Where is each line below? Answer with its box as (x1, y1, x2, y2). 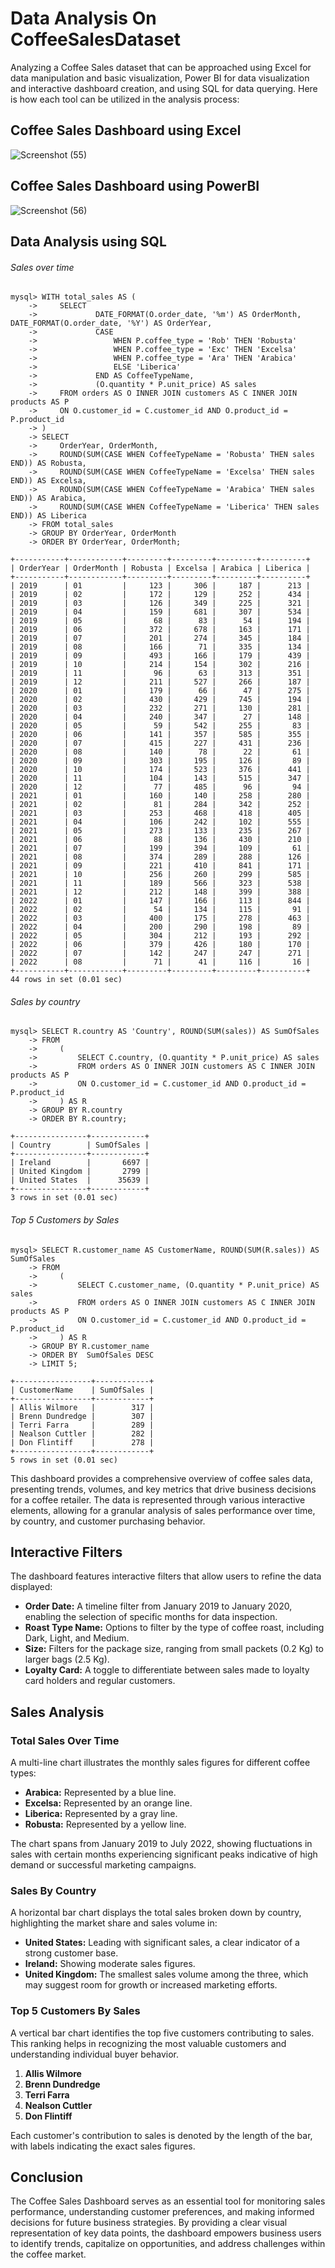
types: (10, 1767, 37, 1779)
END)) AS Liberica (10, 511, 87, 521)
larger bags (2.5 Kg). (24, 1653, 110, 1666)
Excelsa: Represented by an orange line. (24, 1797, 193, 1809)
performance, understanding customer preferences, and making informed (10, 2206, 315, 2218)
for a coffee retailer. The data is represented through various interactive (10, 1493, 306, 1506)
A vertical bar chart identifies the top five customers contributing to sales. (10, 2027, 315, 2039)
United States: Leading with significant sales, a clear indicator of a (24, 1937, 300, 1949)
